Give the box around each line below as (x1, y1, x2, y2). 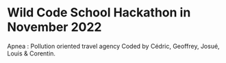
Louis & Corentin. (7, 49, 56, 58)
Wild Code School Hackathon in (7, 5, 191, 21)
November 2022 (7, 19, 102, 35)
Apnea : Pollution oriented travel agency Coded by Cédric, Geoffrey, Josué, (7, 42, 221, 50)
